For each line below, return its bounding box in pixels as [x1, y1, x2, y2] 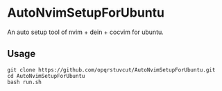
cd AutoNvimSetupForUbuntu [7, 72, 85, 79]
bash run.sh [7, 78, 42, 85]
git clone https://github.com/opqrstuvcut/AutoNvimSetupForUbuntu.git [7, 66, 216, 74]
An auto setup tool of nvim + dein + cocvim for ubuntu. [7, 28, 164, 36]
